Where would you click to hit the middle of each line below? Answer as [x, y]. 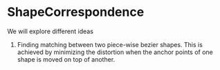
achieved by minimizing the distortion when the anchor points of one [115, 52]
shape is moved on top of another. [66, 59]
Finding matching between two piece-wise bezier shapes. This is [110, 44]
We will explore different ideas [50, 31]
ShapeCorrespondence [76, 12]
